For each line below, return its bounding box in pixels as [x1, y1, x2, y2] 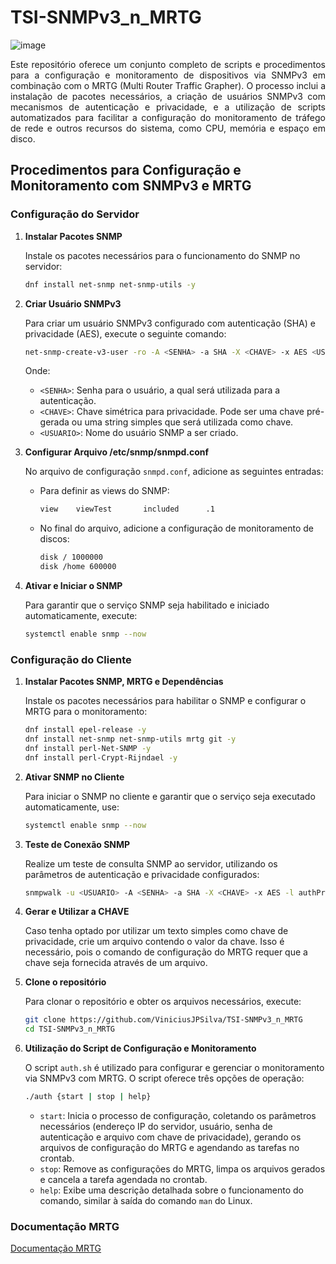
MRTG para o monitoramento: [24, 706, 148, 718]
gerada [39, 416, 70, 428]
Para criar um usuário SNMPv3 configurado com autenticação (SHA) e [24, 317, 316, 329]
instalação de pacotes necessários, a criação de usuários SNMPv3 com [10, 90, 326, 102]
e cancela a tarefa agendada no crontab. [39, 1174, 208, 1186]
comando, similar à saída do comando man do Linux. [39, 1195, 253, 1207]
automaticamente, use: [24, 801, 120, 813]
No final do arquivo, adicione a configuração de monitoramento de [39, 522, 315, 535]
